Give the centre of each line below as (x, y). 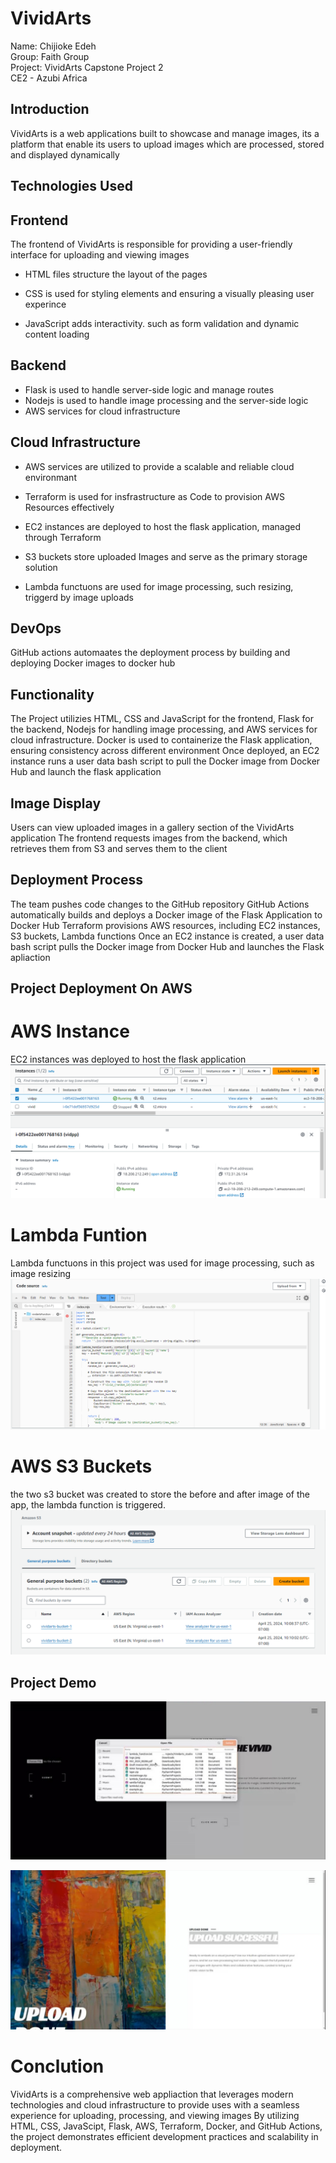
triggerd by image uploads (79, 597)
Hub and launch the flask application (86, 772)
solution (41, 567)
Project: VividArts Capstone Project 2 (87, 67)
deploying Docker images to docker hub (93, 663)
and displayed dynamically (65, 154)
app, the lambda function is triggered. (88, 1504)
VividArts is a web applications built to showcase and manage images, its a (165, 133)
